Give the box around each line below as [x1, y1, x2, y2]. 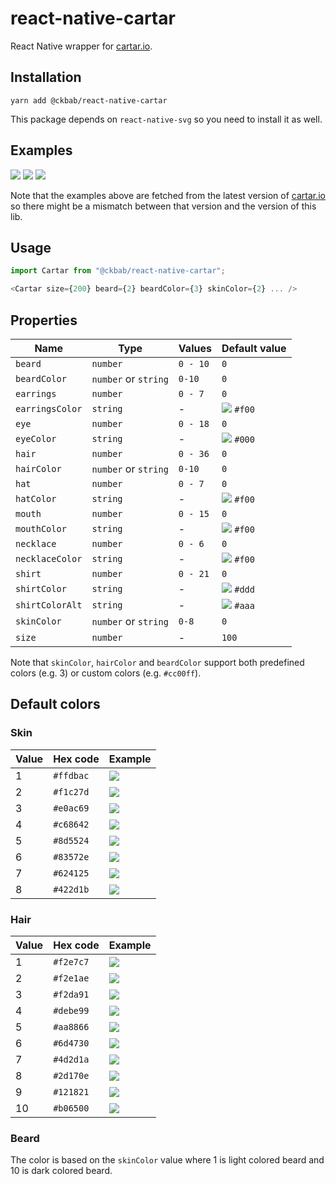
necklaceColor [15, 553, 83, 564]
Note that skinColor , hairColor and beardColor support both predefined [10, 656, 305, 668]
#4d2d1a [53, 1053, 90, 1065]
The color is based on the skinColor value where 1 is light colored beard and [10, 1154, 325, 1166]
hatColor [15, 493, 57, 504]
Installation [10, 69, 82, 86]
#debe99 [53, 1005, 90, 1016]
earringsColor [15, 403, 83, 414]
